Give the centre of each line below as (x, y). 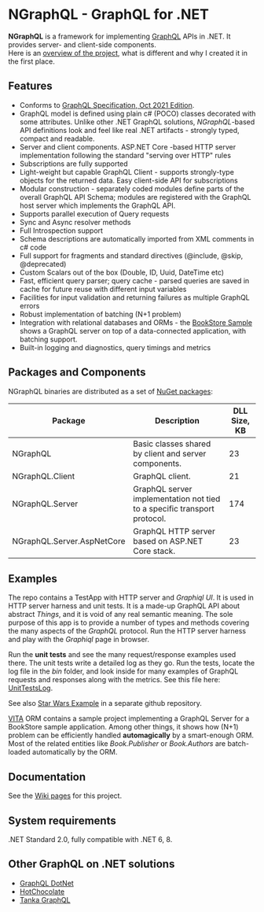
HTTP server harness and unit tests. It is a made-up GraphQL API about (124, 606)
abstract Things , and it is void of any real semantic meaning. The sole (121, 615)
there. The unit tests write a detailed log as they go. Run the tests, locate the (132, 663)
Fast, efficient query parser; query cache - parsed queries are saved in (134, 280)
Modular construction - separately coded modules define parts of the (132, 188)
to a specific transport (174, 508)
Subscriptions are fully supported (73, 164)
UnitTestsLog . (31, 688)
